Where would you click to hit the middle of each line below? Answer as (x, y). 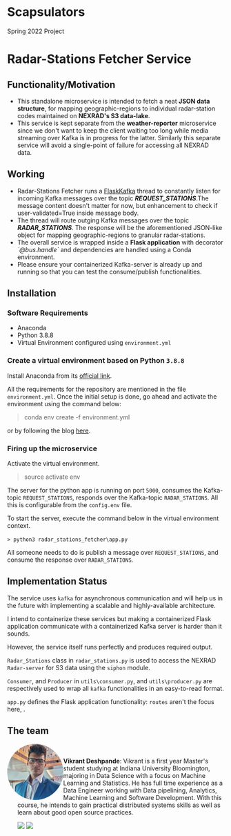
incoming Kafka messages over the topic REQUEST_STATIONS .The (113, 198)
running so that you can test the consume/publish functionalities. (109, 272)
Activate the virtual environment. (53, 464)
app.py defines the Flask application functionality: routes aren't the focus (111, 701)
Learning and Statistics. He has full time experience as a (143, 783)
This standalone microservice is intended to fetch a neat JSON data (113, 101)
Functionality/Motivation (61, 85)
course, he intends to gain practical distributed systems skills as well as (119, 805)
